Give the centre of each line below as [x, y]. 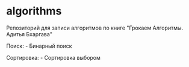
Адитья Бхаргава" [29, 34]
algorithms [34, 11]
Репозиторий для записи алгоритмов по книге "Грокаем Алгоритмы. [95, 28]
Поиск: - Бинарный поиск [39, 46]
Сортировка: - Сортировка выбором [54, 57]
